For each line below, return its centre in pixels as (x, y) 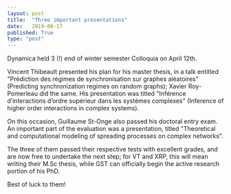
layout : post (26, 13)
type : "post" (26, 39)
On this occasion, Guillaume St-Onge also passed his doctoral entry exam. (112, 121)
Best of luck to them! (37, 184)
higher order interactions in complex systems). (73, 108)
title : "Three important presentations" (67, 20)
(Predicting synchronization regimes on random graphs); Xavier (97, 86)
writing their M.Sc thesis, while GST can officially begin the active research (113, 164)
